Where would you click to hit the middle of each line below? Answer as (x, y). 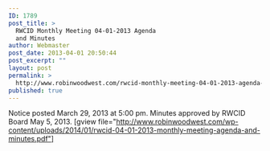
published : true (35, 90)
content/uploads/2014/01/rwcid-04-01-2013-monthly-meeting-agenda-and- (135, 130)
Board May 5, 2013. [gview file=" (62, 122)
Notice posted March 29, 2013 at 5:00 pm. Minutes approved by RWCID (127, 113)
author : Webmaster (39, 46)
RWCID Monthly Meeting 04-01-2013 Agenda (86, 31)
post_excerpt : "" (37, 61)
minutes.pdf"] (31, 139)
